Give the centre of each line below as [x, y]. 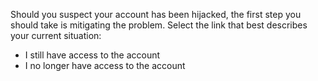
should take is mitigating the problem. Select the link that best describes [159, 25]
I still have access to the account [92, 55]
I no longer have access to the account [105, 65]
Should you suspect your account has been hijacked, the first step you [156, 14]
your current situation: [56, 35]
